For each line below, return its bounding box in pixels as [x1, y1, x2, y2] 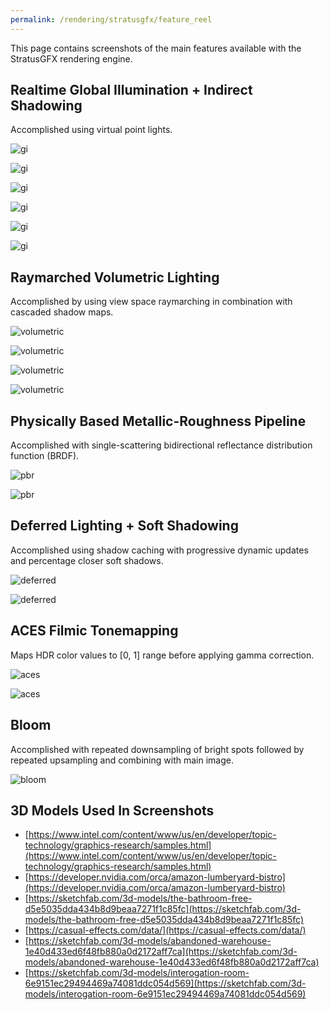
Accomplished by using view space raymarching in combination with [10, 296, 293, 308]
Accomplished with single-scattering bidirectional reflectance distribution [10, 439, 313, 451]
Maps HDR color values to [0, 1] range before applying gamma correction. [10, 649, 315, 661]
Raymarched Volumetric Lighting [10, 269, 220, 286]
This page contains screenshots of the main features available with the [10, 42, 302, 54]
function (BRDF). [10, 450, 80, 462]
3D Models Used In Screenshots [10, 802, 215, 819]
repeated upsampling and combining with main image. [10, 754, 234, 766]
